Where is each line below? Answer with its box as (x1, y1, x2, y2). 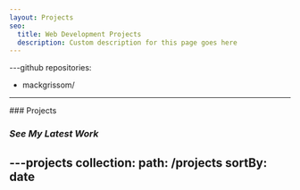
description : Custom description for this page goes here (17, 37, 238, 47)
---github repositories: (9, 62, 92, 73)
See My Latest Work (9, 128, 99, 140)
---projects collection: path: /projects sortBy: (9, 155, 268, 170)
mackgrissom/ (21, 79, 76, 90)
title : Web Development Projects (17, 29, 142, 38)
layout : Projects (9, 12, 74, 22)
